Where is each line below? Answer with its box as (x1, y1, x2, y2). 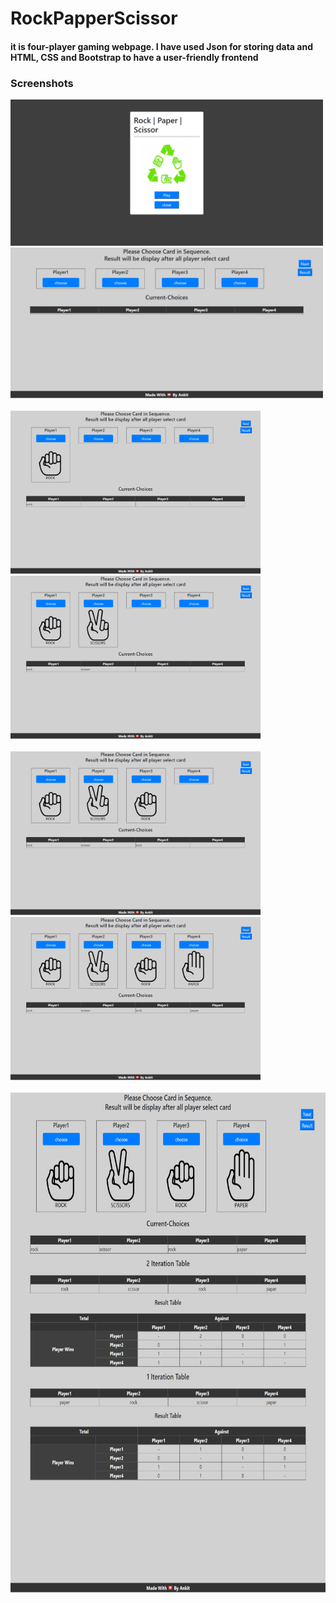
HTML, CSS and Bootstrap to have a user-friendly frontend (10, 51, 259, 63)
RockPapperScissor (10, 7, 178, 30)
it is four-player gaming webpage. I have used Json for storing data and (10, 40, 313, 52)
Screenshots (10, 76, 74, 90)
